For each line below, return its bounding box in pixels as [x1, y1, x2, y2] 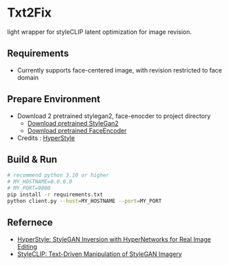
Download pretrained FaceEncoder [27, 126, 127, 135]
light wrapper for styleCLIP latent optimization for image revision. [7, 28, 192, 36]
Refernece [7, 217, 53, 228]
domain [17, 73, 39, 81]
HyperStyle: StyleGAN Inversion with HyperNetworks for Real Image [17, 235, 212, 243]
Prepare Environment [7, 93, 101, 105]
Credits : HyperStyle [17, 133, 75, 142]
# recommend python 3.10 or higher [7, 172, 110, 179]
